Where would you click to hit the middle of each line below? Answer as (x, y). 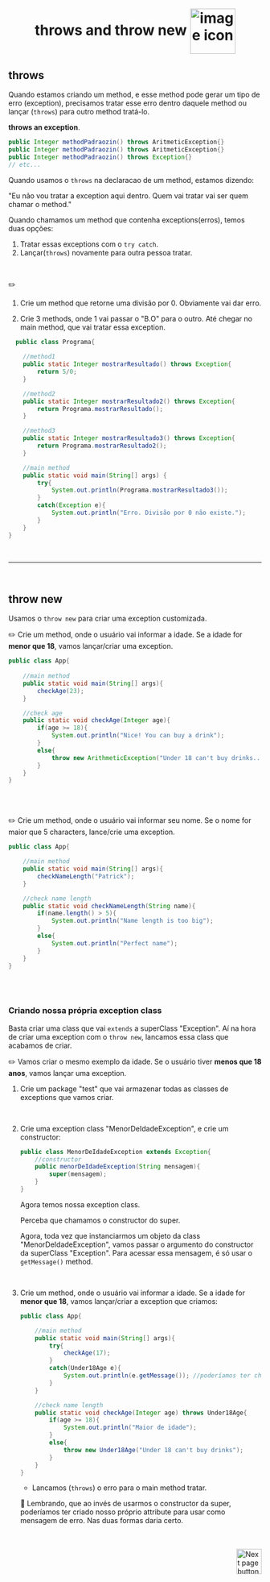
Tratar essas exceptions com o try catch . (89, 244)
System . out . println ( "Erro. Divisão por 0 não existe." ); (149, 513)
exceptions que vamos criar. (67, 1097)
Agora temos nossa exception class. (80, 1204)
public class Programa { (55, 342)
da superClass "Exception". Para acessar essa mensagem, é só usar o (136, 1252)
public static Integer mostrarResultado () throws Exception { (127, 364)
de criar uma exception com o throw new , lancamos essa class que (119, 1036)
